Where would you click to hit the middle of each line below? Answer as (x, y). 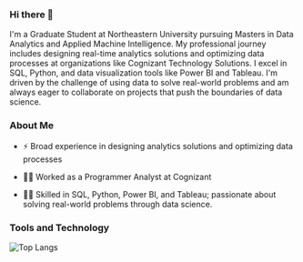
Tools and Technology (60, 227)
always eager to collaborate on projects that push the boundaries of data (146, 92)
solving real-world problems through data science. (117, 204)
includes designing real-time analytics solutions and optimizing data (137, 54)
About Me (32, 126)
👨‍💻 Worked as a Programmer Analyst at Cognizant (117, 176)
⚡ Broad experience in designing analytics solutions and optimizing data (157, 146)
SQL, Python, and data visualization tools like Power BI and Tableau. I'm (144, 73)
